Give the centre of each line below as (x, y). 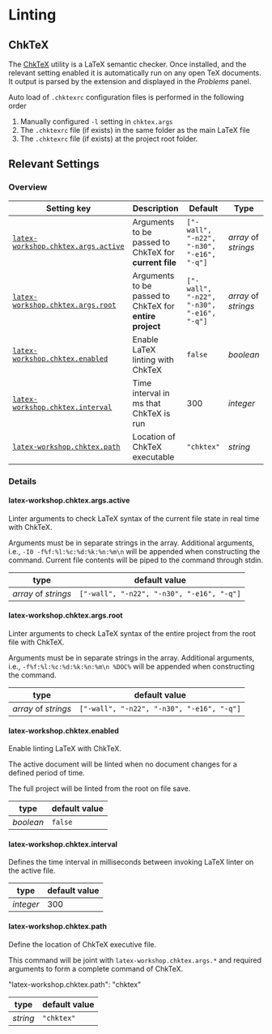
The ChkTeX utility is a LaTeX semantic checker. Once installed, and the (127, 64)
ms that (147, 403)
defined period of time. (47, 773)
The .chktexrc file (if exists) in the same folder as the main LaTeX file (135, 130)
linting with (153, 360)
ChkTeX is (151, 413)
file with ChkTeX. (36, 643)
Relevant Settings (54, 164)
